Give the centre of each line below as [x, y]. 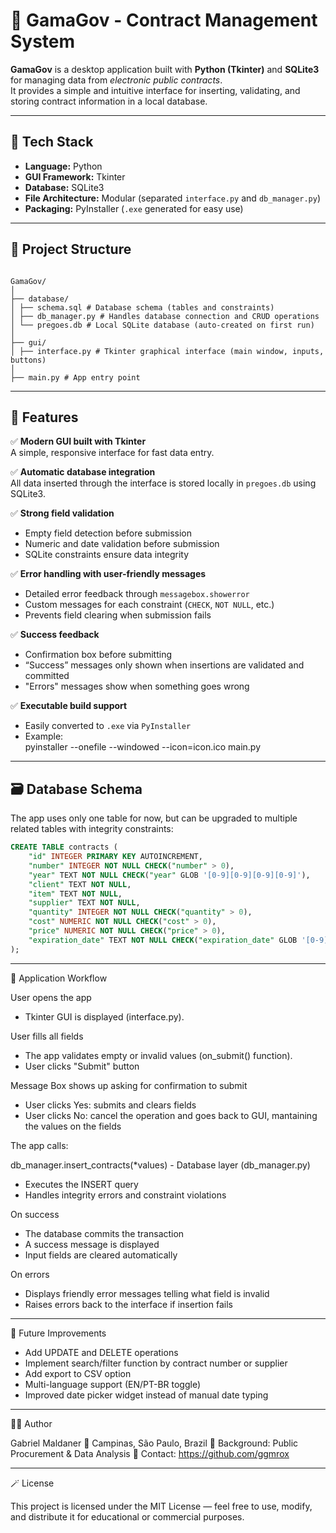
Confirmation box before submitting [98, 655]
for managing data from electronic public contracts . [116, 80]
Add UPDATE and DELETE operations [101, 1352]
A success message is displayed [92, 1244]
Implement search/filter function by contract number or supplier [156, 1363]
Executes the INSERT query [81, 1184]
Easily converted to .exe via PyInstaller [108, 726]
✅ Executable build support [69, 706]
